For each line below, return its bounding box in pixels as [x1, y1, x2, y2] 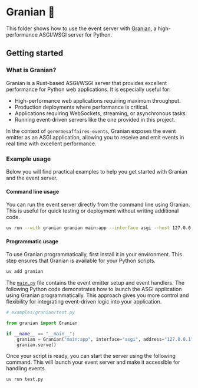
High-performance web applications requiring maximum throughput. [14, 97, 181, 104]
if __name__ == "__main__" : [6, 331, 75, 337]
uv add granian [6, 269, 44, 275]
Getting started [6, 48, 64, 58]
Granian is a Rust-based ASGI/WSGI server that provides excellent [6, 79, 167, 86]
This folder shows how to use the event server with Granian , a [6, 25, 157, 32]
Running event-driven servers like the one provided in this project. [14, 116, 176, 123]
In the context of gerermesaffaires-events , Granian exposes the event [6, 127, 176, 135]
